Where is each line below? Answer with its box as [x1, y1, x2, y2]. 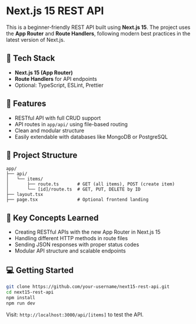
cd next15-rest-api [6, 289, 54, 295]
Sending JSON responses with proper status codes [14, 241, 139, 248]
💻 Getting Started [6, 265, 74, 275]
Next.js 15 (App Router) [14, 69, 73, 76]
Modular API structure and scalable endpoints [14, 247, 126, 254]
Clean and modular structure [14, 127, 84, 134]
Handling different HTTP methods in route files [14, 235, 128, 242]
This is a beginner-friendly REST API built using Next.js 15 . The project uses [6, 24, 191, 31]
